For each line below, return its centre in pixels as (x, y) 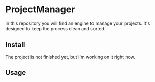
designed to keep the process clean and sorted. (55, 28)
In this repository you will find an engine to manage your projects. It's (78, 23)
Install (15, 45)
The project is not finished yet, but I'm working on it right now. (70, 57)
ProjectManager (40, 9)
